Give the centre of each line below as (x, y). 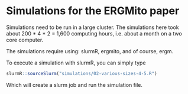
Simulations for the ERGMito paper (93, 11)
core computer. (25, 40)
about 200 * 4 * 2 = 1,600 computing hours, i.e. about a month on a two (94, 33)
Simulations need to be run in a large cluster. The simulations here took (93, 27)
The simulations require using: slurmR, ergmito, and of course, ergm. (90, 51)
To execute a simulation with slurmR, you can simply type (76, 63)
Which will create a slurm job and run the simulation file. (74, 85)
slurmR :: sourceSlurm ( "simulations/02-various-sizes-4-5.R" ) (82, 73)
